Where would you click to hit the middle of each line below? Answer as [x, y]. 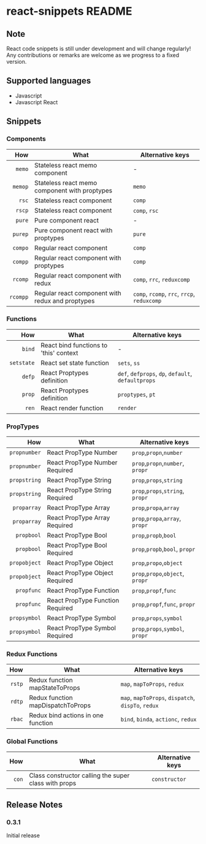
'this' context [59, 352]
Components [26, 139]
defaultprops [136, 380]
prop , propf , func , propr [164, 604]
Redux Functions [32, 654]
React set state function [75, 363]
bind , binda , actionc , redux [159, 720]
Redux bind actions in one [67, 715]
